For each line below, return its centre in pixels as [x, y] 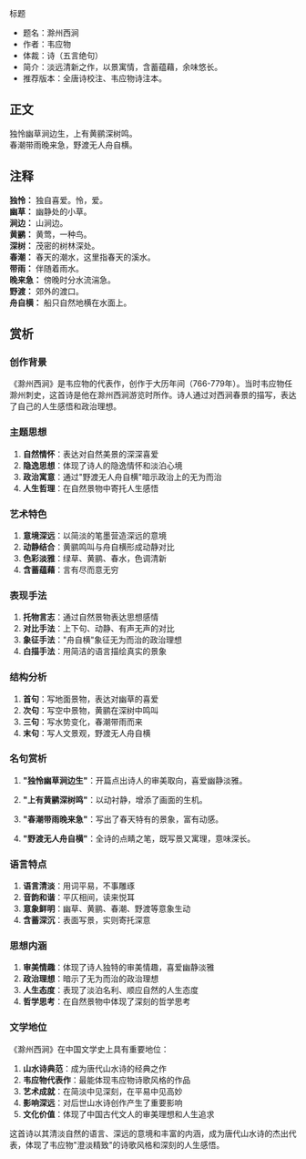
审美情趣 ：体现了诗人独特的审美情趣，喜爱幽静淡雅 [118, 968]
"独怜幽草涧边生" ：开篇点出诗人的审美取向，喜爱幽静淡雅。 [135, 780]
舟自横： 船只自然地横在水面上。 [71, 303]
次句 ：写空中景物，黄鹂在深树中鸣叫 [91, 710]
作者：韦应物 [46, 44]
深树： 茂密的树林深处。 [55, 245]
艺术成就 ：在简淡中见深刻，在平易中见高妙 [102, 1091]
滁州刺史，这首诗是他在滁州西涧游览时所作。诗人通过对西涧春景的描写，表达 [153, 395]
